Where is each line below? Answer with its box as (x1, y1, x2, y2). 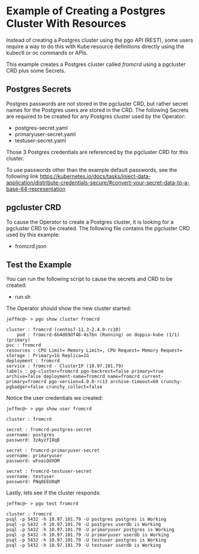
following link (6, 173, 39, 180)
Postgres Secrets (6, 84, 71, 95)
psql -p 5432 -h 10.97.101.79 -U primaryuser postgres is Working (6, 527, 175, 533)
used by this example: (6, 231, 60, 238)
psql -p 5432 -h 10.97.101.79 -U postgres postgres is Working (6, 517, 167, 522)
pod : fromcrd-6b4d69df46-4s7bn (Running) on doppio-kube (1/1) (17, 332, 180, 338)
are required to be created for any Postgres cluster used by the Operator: (6, 112, 186, 120)
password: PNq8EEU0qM (6, 479, 60, 485)
